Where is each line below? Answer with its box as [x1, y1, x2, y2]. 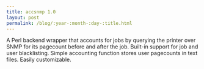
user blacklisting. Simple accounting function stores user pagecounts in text [6, 50, 198, 57]
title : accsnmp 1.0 [6, 8, 56, 15]
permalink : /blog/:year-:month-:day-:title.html [6, 20, 133, 26]
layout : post [6, 15, 40, 21]
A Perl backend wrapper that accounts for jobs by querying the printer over [6, 37, 196, 44]
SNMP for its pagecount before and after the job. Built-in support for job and [6, 43, 199, 50]
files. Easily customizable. [6, 56, 71, 64]
